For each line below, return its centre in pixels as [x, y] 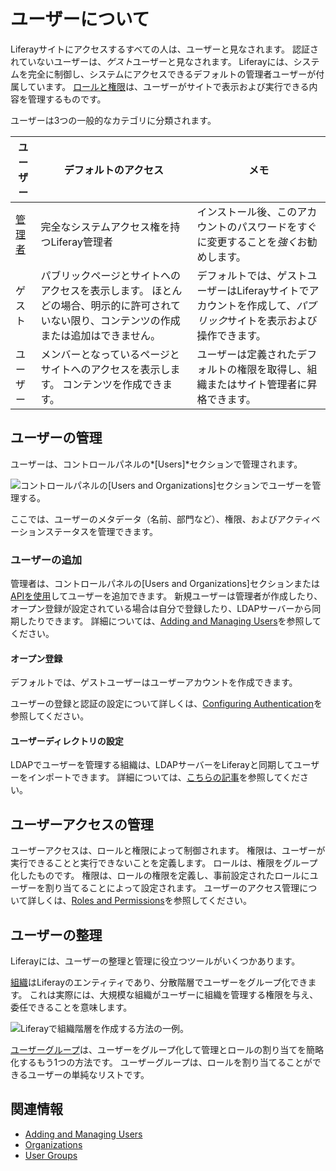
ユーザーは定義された [247, 354]
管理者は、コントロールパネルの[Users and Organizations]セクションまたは [165, 584]
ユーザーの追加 [46, 560]
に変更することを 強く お [252, 242]
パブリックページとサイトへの [111, 275]
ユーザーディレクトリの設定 [67, 741]
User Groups [51, 1155]
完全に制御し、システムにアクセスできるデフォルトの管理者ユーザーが [172, 74]
